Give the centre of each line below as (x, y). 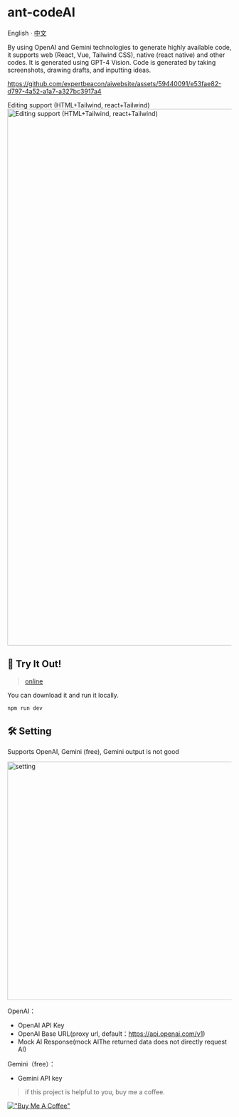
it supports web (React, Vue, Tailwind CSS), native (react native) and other (116, 55)
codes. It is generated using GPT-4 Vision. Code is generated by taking (112, 62)
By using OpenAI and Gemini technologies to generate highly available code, (119, 47)
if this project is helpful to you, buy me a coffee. (95, 1092)
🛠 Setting (30, 731)
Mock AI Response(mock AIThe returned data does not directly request (122, 1042)
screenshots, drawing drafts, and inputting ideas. (79, 70)
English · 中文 (27, 33)
